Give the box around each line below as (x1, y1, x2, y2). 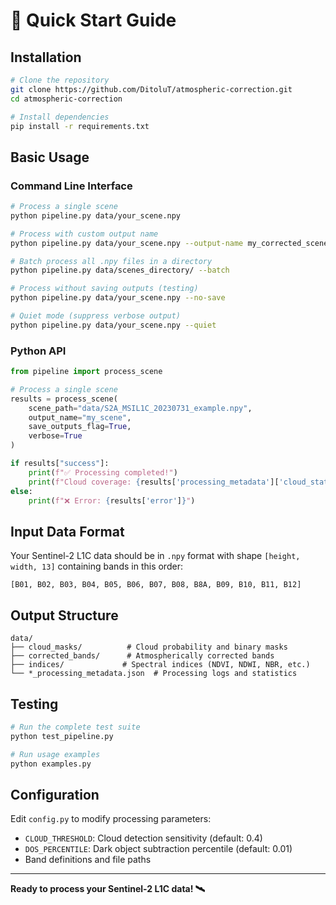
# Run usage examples (10, 749, 101, 759)
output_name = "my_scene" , (28, 412, 132, 423)
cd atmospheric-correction (10, 94, 123, 104)
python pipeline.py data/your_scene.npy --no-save (10, 293, 226, 303)
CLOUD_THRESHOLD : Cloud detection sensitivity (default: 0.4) (24, 832, 263, 844)
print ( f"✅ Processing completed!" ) (28, 467, 178, 478)
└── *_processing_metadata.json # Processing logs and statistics (10, 669, 298, 679)
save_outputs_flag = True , (28, 422, 132, 432)
